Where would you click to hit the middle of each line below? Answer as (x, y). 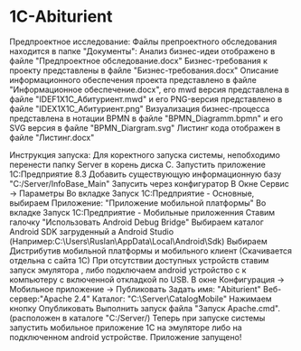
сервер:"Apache (41, 299)
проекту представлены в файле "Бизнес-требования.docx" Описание (144, 70)
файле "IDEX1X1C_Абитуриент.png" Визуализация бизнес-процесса (140, 108)
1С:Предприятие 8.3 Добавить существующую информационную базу (146, 174)
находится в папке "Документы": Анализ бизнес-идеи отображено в (142, 51)
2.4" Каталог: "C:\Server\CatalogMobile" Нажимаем (173, 299)
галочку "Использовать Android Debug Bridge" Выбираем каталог (136, 222)
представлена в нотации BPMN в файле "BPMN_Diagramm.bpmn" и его (146, 118)
